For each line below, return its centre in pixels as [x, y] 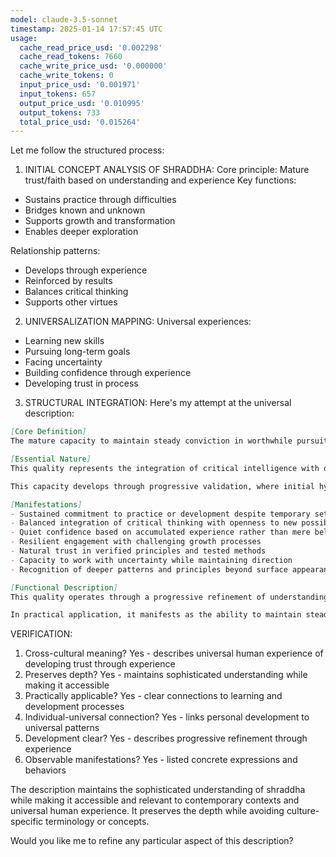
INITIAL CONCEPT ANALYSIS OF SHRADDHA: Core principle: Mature [167, 170]
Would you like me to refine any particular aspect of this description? [152, 841]
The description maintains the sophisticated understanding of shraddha [158, 790]
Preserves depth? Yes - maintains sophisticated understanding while [166, 675]
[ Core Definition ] [48, 432]
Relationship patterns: [55, 251]
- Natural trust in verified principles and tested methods [138, 551]
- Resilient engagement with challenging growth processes [136, 542]
